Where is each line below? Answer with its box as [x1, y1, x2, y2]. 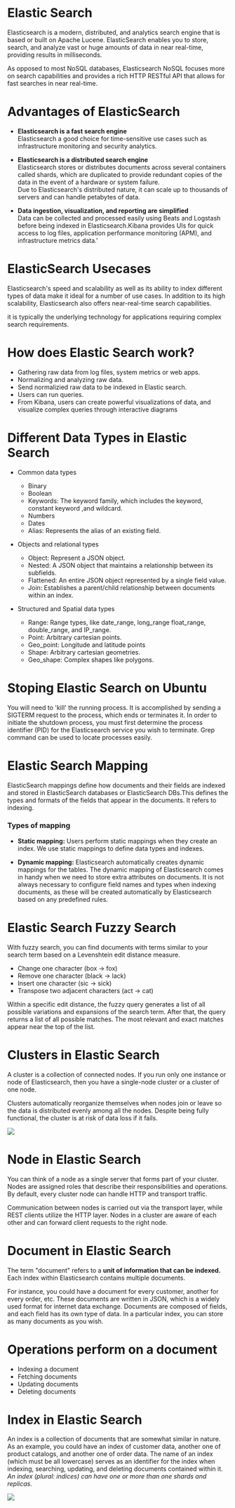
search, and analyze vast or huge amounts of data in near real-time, [7, 43, 203, 51]
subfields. [27, 568, 57, 577]
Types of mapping [7, 820, 71, 830]
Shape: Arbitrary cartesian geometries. [27, 648, 141, 656]
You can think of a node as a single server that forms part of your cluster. [7, 1174, 219, 1183]
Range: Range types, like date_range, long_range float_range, [27, 618, 206, 627]
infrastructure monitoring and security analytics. [17, 142, 157, 150]
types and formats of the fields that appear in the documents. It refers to [7, 796, 217, 804]
